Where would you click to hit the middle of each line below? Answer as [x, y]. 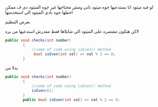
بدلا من [12, 68]
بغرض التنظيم [18, 22]
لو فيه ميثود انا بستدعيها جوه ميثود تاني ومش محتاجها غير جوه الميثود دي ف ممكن [79, 7]
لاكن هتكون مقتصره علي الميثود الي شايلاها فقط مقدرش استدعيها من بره [72, 31]
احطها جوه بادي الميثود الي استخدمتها [39, 12]
